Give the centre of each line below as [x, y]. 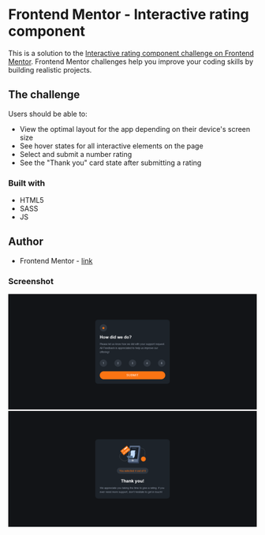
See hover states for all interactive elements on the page [111, 146]
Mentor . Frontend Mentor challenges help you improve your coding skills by [131, 62]
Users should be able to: [48, 114]
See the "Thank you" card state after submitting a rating [110, 163]
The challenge [44, 95]
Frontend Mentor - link [56, 260]
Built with [27, 183]
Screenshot [31, 281]
